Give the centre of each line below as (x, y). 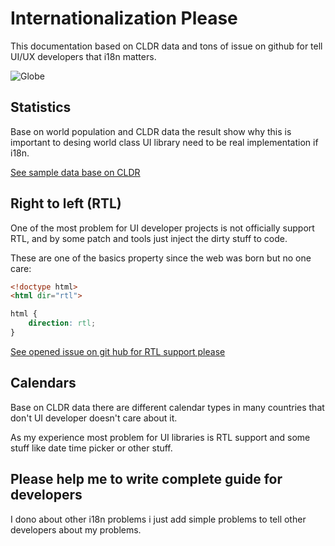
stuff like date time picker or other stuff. (91, 448)
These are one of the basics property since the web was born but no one (161, 258)
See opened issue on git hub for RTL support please (118, 351)
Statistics (41, 107)
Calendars (43, 383)
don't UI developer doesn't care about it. (94, 418)
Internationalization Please (124, 18)
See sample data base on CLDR (75, 172)
